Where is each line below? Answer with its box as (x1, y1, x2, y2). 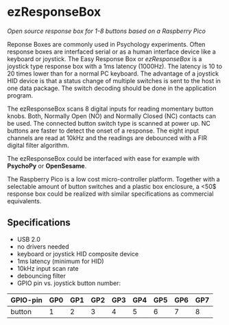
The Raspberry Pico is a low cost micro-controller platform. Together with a (7, 175, 221, 183)
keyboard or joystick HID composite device (16, 249, 139, 258)
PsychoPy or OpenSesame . (7, 161, 87, 170)
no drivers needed (16, 242, 70, 251)
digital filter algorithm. (7, 141, 69, 149)
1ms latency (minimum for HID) (16, 257, 104, 265)
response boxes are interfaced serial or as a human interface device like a (7, 47, 216, 56)
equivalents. (7, 197, 42, 205)
